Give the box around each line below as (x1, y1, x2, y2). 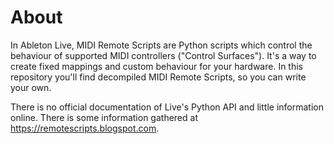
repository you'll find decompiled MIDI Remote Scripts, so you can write (10, 71, 307, 83)
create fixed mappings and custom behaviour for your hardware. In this (10, 60, 304, 72)
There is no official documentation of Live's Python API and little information (10, 101, 324, 113)
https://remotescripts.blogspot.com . (10, 122, 160, 134)
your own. (10, 81, 52, 93)
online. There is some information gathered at (10, 111, 198, 123)
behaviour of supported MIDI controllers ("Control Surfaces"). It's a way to (10, 49, 317, 61)
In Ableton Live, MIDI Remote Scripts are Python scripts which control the (10, 39, 313, 51)
